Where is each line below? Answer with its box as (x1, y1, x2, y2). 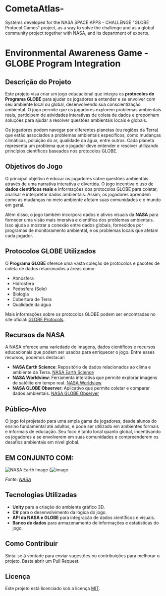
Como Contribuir (5, 539, 58, 548)
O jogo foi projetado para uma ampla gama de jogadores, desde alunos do (5, 418, 157, 424)
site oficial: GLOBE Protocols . (5, 316, 65, 322)
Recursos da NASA (5, 331, 65, 339)
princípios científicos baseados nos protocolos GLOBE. (5, 148, 117, 154)
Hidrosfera (12, 280, 35, 286)
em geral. (5, 202, 25, 208)
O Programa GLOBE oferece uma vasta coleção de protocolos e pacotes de (5, 260, 160, 266)
